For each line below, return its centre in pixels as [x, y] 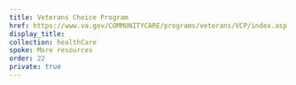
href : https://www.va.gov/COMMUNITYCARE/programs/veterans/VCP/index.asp [148, 26]
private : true [35, 67]
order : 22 [27, 58]
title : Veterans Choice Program [69, 17]
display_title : [37, 34]
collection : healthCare [53, 42]
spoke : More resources [51, 50]
